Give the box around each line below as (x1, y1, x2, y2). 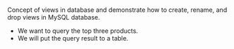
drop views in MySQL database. (7, 13, 100, 22)
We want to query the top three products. (17, 27, 139, 35)
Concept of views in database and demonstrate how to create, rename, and (7, 6, 228, 14)
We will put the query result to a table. (17, 34, 129, 43)
